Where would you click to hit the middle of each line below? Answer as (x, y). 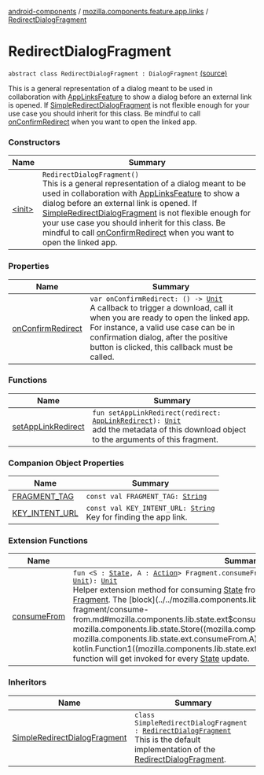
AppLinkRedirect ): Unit (137, 421)
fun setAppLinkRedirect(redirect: (157, 413)
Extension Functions (48, 541)
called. (102, 357)
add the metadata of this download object (169, 429)
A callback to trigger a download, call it (161, 307)
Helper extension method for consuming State (158, 590)
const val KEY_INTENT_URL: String (150, 509)
